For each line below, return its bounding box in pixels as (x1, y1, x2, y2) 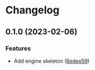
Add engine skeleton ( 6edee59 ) (13, 57, 90, 64)
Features (5, 44, 31, 52)
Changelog (5, 3, 60, 17)
